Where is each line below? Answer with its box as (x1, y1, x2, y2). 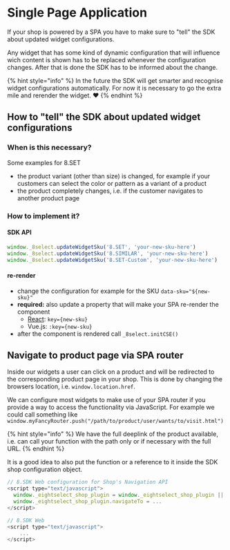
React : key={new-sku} (27, 314, 88, 323)
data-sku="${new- (160, 288, 211, 295)
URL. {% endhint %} (7, 444, 65, 453)
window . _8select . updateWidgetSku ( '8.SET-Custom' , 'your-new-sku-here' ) (7, 256, 218, 263)
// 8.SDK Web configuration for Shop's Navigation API (7, 479, 169, 486)
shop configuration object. (7, 465, 83, 474)
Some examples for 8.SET (7, 158, 81, 167)
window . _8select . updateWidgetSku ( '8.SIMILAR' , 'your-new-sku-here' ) (7, 250, 209, 257)
